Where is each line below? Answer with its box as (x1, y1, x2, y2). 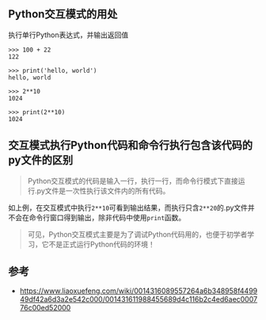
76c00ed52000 (19, 303, 71, 313)
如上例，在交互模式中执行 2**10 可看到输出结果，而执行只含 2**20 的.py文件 (8, 203, 248, 212)
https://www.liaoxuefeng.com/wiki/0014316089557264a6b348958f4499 (19, 286, 258, 295)
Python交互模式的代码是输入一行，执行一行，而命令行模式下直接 (27, 176, 239, 185)
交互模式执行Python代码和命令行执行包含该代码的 (8, 139, 253, 152)
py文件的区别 (8, 154, 74, 167)
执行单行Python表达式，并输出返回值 (8, 30, 129, 40)
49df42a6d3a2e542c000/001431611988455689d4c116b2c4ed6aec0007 (19, 295, 258, 304)
